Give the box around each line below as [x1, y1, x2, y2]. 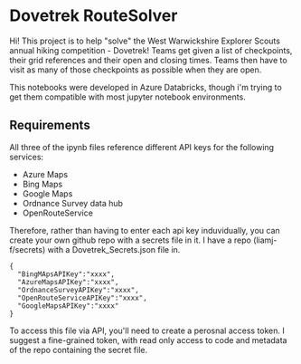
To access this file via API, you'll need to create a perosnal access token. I [9, 325, 285, 336]
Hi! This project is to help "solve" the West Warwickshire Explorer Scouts [9, 35, 280, 46]
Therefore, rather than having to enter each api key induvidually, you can [9, 225, 280, 235]
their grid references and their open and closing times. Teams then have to [9, 54, 287, 65]
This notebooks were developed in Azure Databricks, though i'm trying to [9, 81, 282, 92]
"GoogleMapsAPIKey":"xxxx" [17, 301, 119, 311]
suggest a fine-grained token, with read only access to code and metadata [9, 334, 287, 345]
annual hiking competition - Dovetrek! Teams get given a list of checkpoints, [9, 44, 293, 55]
